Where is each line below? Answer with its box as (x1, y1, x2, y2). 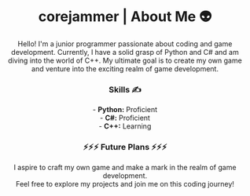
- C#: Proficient (100, 113, 150, 123)
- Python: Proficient (92, 105, 158, 114)
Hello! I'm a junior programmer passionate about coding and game (17, 38, 233, 49)
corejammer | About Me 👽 (38, 8, 212, 26)
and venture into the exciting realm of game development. (31, 64, 219, 73)
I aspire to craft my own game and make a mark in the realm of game (13, 162, 237, 172)
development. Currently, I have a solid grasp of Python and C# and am (11, 47, 239, 56)
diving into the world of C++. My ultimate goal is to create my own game (8, 56, 242, 65)
